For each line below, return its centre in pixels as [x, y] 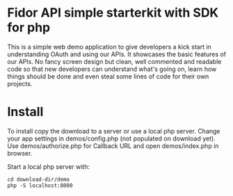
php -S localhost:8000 [40, 186]
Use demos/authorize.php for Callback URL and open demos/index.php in [113, 146]
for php [29, 27]
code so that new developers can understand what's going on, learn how [112, 69]
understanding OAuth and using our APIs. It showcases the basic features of [117, 54]
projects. [20, 83]
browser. [20, 153]
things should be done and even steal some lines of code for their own [108, 76]
